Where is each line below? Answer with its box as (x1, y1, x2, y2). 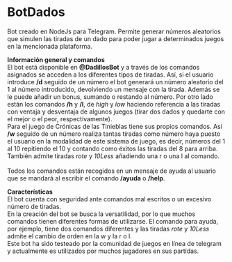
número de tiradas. (7, 202, 61, 210)
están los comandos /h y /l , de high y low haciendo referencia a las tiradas (7, 100, 221, 108)
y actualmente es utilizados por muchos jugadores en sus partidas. (7, 247, 199, 255)
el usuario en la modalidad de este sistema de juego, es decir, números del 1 (7, 137, 226, 145)
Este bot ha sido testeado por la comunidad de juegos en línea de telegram (7, 239, 222, 247)
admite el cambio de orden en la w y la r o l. (7, 231, 132, 240)
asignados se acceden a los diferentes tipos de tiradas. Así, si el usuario (7, 70, 214, 79)
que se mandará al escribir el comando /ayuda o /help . (7, 174, 165, 182)
